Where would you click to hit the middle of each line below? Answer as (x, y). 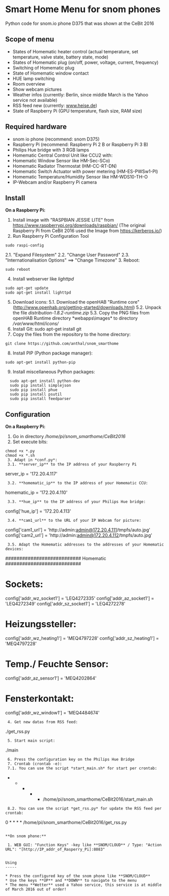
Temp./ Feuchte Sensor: (57, 664)
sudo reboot (18, 270)
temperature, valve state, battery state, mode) (60, 57)
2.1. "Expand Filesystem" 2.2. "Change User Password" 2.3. (68, 255)
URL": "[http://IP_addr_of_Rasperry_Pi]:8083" (55, 849)
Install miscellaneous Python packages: (54, 372)
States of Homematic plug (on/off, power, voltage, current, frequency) (86, 62)
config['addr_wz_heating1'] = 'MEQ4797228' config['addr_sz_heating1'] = (82, 638)
